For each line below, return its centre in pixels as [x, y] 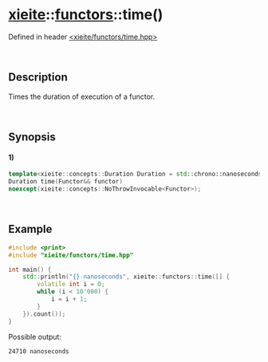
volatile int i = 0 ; [71, 285]
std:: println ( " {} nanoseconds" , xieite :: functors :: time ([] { [126, 277]
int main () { [30, 270]
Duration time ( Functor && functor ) [66, 182]
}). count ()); [44, 314]
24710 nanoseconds [39, 351]
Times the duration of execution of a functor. [82, 96]
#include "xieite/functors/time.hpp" [71, 255]
